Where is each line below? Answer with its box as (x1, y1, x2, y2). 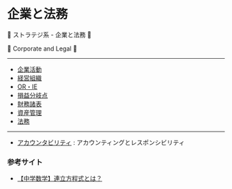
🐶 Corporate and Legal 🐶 (7, 44, 77, 53)
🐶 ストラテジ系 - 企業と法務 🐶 (7, 30, 92, 39)
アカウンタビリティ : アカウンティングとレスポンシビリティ (17, 138, 185, 146)
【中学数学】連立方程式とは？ (17, 174, 102, 183)
